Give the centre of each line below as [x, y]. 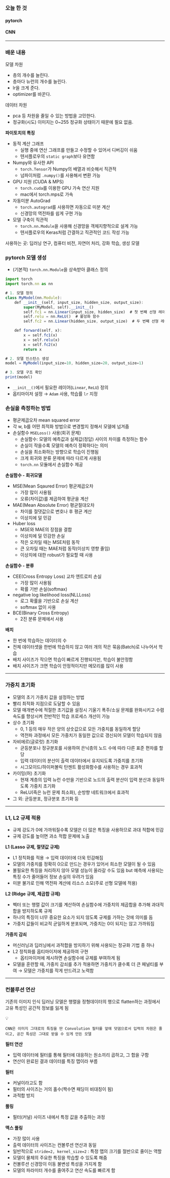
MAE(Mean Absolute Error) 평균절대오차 [53, 505]
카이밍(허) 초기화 [29, 773]
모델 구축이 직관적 [30, 220]
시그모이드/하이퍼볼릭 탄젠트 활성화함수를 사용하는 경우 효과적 [81, 767]
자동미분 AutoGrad [31, 201]
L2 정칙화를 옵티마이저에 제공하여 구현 [50, 951]
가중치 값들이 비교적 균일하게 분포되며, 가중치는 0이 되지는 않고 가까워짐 [83, 923]
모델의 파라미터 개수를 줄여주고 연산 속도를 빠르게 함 [64, 1170]
